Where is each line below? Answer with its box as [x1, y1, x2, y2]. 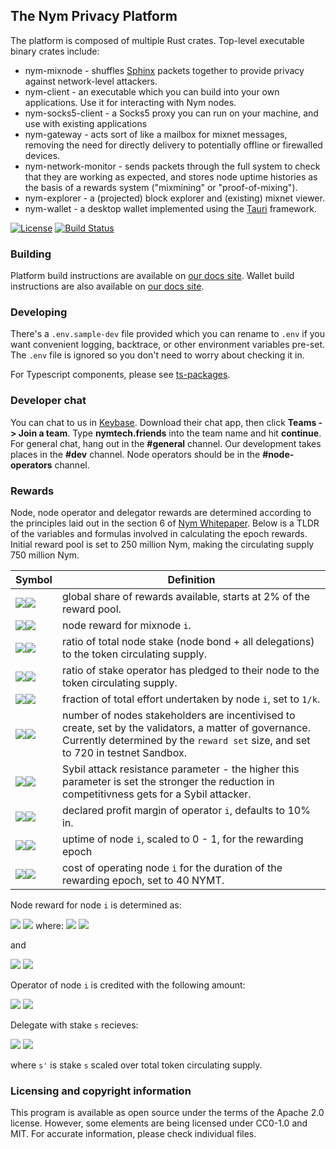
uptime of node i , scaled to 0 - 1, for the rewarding [61, 832, 304, 846]
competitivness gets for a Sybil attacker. [61, 787, 252, 801]
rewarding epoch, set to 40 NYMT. [61, 874, 225, 887]
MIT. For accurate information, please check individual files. [10, 1128, 257, 1140]
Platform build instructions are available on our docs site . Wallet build [10, 270, 295, 282]
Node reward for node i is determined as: [10, 899, 182, 911]
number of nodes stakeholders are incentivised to [61, 709, 296, 722]
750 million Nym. [10, 549, 80, 561]
